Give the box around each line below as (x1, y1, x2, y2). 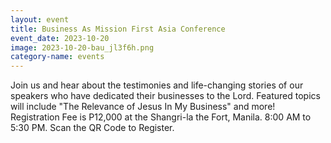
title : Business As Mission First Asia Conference (10, 24, 226, 34)
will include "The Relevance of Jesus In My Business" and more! (10, 101, 276, 113)
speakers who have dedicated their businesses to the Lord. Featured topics (10, 90, 321, 102)
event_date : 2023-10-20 (10, 33, 110, 43)
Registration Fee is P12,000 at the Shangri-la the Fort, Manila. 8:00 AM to (10, 111, 312, 123)
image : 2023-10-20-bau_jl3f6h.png (10, 42, 155, 53)
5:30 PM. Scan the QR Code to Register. (10, 122, 175, 134)
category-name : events (10, 52, 105, 62)
